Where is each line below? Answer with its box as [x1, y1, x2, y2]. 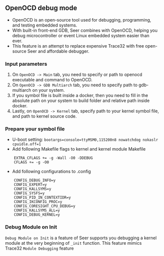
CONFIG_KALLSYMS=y [14, 186, 51, 192]
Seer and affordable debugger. [27, 48, 90, 54]
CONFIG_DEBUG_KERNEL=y [14, 212, 60, 217]
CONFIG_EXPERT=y [14, 182, 47, 187]
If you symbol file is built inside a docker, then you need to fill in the [12, 93, 148, 99]
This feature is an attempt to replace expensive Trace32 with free [12, 43, 144, 49]
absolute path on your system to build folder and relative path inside [12, 98, 150, 103]
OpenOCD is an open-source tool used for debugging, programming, [12, 17, 152, 23]
